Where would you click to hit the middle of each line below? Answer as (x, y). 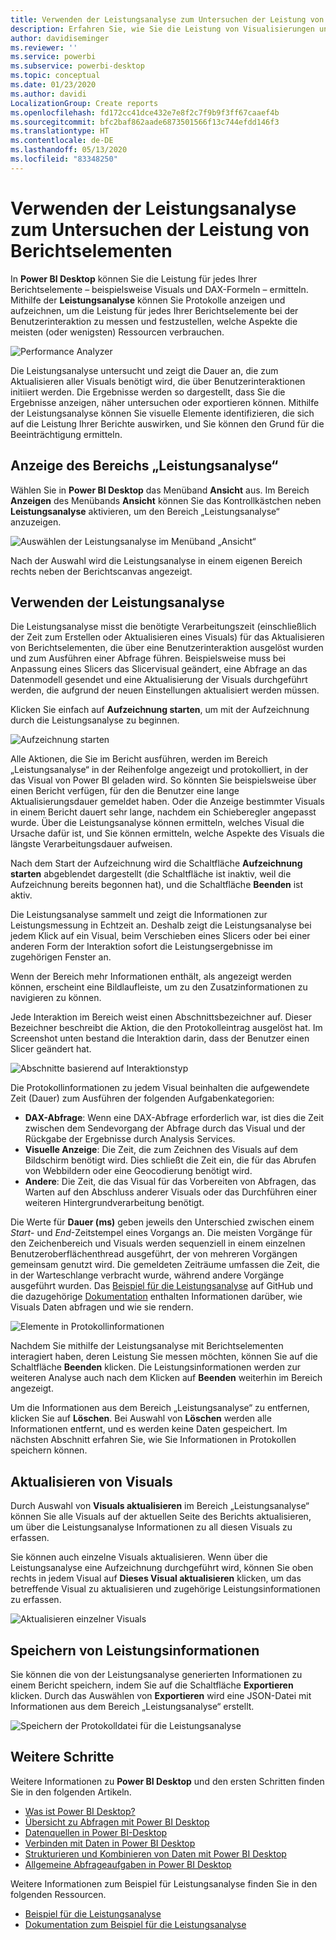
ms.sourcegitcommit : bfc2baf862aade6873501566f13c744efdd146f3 (145, 122)
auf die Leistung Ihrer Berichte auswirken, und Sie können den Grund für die (167, 423)
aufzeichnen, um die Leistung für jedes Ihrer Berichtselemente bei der (154, 310)
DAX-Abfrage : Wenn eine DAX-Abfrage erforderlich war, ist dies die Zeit (174, 1118)
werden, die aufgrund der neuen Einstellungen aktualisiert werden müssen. (165, 690)
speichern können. (49, 1450)
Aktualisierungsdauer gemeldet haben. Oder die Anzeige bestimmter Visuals (167, 802)
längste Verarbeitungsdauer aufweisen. (91, 844)
